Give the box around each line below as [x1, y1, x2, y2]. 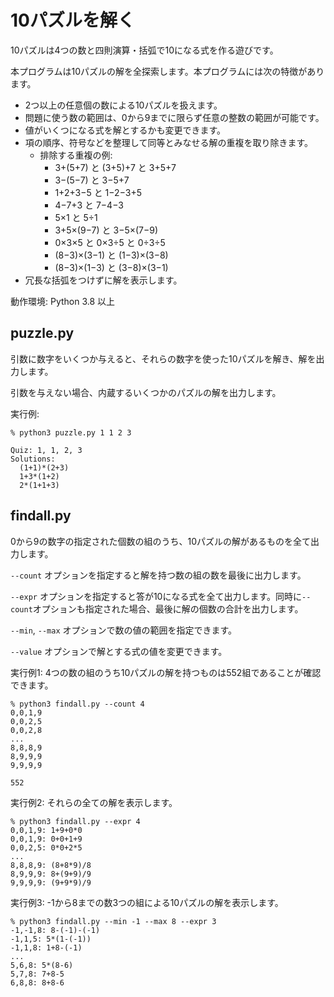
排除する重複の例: [39, 149, 113, 161]
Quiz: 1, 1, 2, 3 [10, 445, 83, 455]
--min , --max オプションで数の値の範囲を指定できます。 [10, 624, 238, 636]
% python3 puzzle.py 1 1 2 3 [10, 427, 132, 438]
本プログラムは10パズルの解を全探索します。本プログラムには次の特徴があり [10, 65, 325, 77]
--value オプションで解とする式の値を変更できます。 [10, 645, 228, 657]
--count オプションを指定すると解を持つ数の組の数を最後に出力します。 [10, 569, 307, 581]
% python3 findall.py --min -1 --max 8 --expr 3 [10, 916, 217, 926]
